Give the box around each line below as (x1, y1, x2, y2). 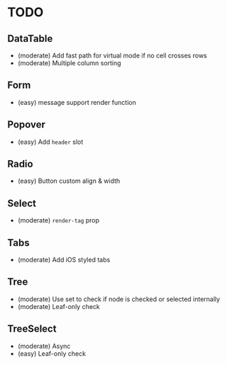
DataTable (7, 33, 53, 45)
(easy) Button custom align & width (17, 176, 121, 185)
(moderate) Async (17, 342, 71, 350)
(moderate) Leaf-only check (17, 302, 101, 310)
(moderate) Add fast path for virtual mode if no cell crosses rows (17, 51, 207, 60)
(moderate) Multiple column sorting (17, 59, 122, 67)
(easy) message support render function (17, 98, 136, 106)
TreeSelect (7, 323, 57, 335)
